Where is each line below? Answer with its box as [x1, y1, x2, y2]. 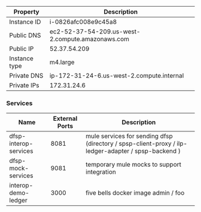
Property [13, 8, 40, 16]
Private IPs [9, 81, 39, 89]
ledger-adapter [86, 147, 130, 155]
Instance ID [9, 18, 41, 26]
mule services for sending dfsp [86, 132, 173, 140]
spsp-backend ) [134, 147, 181, 155]
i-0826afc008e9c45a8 [49, 18, 117, 26]
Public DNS [9, 31, 41, 39]
